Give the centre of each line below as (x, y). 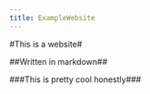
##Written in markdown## (58, 61)
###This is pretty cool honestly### (75, 79)
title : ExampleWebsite (52, 18)
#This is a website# (46, 44)
